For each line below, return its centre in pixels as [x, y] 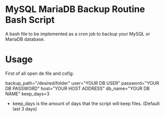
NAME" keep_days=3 [27, 93]
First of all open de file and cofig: [40, 73]
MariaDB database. [25, 39]
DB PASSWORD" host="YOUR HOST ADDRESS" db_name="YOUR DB [77, 88]
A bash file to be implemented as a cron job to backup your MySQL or [78, 34]
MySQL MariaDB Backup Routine [75, 9]
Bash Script [30, 20]
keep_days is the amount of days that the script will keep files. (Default [86, 103]
